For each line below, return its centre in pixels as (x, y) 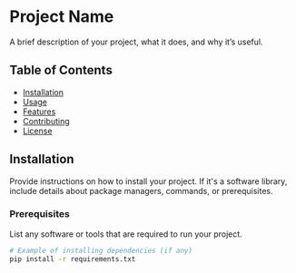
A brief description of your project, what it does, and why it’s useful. (136, 42)
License (37, 131)
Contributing (46, 121)
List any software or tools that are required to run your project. (126, 234)
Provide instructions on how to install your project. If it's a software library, (148, 181)
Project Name (62, 17)
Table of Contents (61, 70)
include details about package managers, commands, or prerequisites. (142, 190)
